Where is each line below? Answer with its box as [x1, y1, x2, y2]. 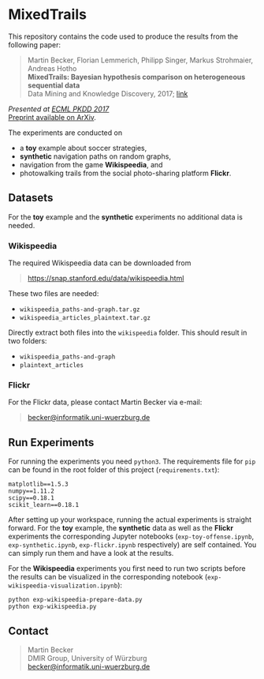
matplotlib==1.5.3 [8, 480, 69, 489]
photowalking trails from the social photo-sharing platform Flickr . [19, 168, 232, 178]
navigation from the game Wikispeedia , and [19, 159, 163, 169]
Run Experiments [8, 436, 95, 449]
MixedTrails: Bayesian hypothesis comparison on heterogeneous [27, 72, 246, 81]
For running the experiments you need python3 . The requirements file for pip [8, 456, 256, 467]
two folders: [8, 336, 47, 346]
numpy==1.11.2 [8, 487, 55, 495]
